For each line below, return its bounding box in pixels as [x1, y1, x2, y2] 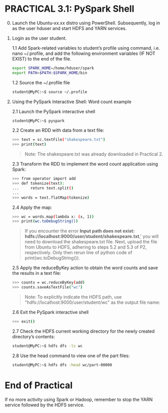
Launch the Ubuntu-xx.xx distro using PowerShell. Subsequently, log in [12, 20, 160, 26]
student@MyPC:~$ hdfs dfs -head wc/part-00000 [12, 362, 112, 367]
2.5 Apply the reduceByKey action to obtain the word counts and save [12, 265, 158, 271]
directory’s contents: [12, 333, 55, 339]
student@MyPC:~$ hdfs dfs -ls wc [12, 343, 83, 348]
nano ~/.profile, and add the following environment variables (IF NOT [12, 50, 155, 56]
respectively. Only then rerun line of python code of [24, 249, 133, 256]
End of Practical [5, 379, 73, 391]
